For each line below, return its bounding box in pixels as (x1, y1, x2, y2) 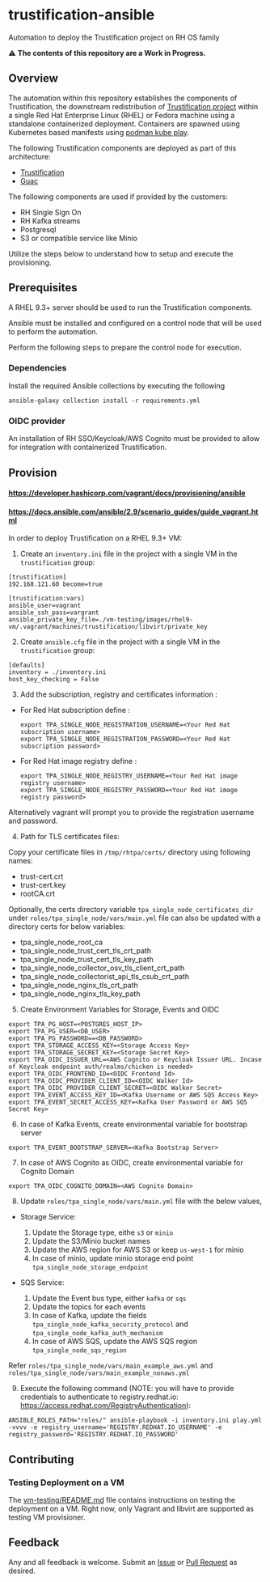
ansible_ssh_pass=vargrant (8, 609, 99, 617)
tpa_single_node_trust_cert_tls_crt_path (19, 946, 152, 956)
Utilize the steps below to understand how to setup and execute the (8, 248, 234, 258)
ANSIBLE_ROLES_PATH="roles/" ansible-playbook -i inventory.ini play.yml (8, 1416, 263, 1425)
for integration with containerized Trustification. (8, 443, 167, 452)
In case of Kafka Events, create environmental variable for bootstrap (19, 1119, 248, 1130)
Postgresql (19, 224, 57, 234)
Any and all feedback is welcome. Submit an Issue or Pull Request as (8, 1557, 238, 1567)
